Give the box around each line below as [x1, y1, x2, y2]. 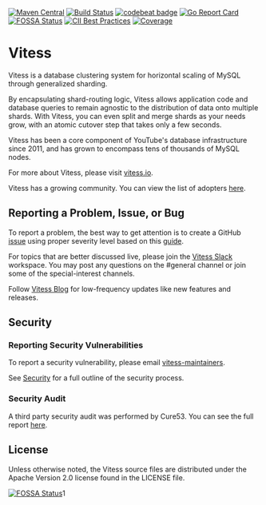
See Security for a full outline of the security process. [8, 373, 185, 383]
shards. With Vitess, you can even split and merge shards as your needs [8, 111, 246, 121]
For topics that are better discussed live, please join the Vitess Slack [8, 252, 233, 261]
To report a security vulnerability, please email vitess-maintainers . [8, 358, 225, 368]
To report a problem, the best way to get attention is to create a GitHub [8, 228, 241, 237]
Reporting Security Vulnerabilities [8, 340, 144, 351]
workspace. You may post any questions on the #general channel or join [8, 260, 246, 269]
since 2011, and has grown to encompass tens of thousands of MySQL [8, 144, 240, 153]
